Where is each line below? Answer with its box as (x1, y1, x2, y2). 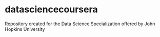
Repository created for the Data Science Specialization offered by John (5, 21, 155, 27)
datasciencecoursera (5, 4, 98, 15)
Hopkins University (5, 26, 45, 32)
